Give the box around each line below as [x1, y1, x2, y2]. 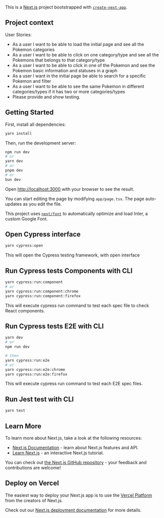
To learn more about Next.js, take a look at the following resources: [5, 435, 142, 441]
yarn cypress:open [5, 243, 43, 248]
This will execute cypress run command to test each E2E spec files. [5, 381, 143, 387]
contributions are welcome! [5, 465, 61, 470]
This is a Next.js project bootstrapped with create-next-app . [5, 4, 128, 10]
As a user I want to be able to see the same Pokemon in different [12, 83, 145, 89]
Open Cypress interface [5, 230, 81, 239]
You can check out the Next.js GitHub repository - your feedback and [5, 459, 147, 465]
